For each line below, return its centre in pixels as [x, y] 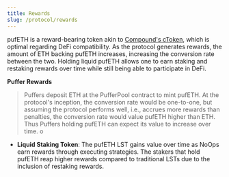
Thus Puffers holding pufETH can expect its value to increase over [117, 124]
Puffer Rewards [30, 81]
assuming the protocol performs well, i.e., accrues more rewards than [122, 109]
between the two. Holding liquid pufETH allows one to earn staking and [107, 61]
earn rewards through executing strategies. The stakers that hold [108, 152]
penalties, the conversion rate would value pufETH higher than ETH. [120, 116]
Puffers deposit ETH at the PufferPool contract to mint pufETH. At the [121, 95]
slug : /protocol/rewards [42, 20]
